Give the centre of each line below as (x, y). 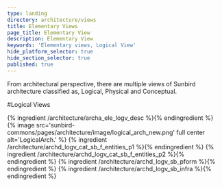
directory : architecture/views (52, 20)
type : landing (27, 13)
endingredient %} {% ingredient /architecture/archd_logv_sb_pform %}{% (111, 161)
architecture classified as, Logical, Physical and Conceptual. (92, 91)
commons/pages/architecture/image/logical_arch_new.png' (91, 132)
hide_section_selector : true (49, 58)
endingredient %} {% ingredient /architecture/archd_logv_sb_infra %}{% (109, 169)
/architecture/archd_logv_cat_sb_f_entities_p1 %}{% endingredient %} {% (111, 147)
